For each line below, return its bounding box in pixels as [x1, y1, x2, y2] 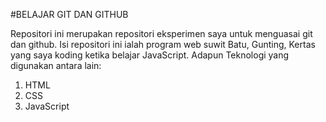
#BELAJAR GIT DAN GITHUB [10, 9, 129, 20]
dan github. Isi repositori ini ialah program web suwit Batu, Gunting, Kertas [10, 39, 316, 50]
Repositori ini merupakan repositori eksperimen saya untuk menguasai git [10, 28, 313, 39]
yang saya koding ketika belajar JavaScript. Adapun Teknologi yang [10, 49, 290, 61]
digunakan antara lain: [10, 60, 102, 71]
